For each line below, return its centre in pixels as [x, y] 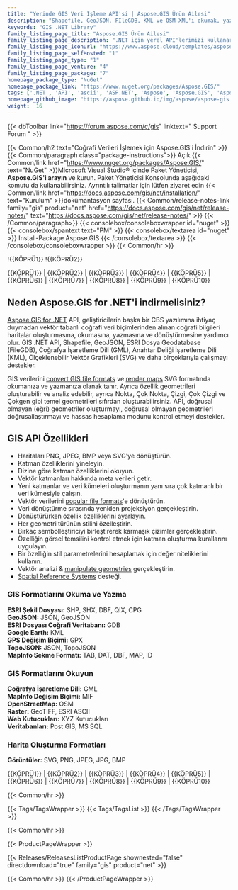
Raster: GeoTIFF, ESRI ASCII [49, 711]
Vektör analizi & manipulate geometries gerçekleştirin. [96, 568]
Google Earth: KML [36, 632]
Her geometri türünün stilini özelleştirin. [75, 523]
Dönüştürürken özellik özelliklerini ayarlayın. [82, 516]
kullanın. [30, 561]
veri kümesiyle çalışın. [50, 493]
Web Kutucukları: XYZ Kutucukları [58, 719]
